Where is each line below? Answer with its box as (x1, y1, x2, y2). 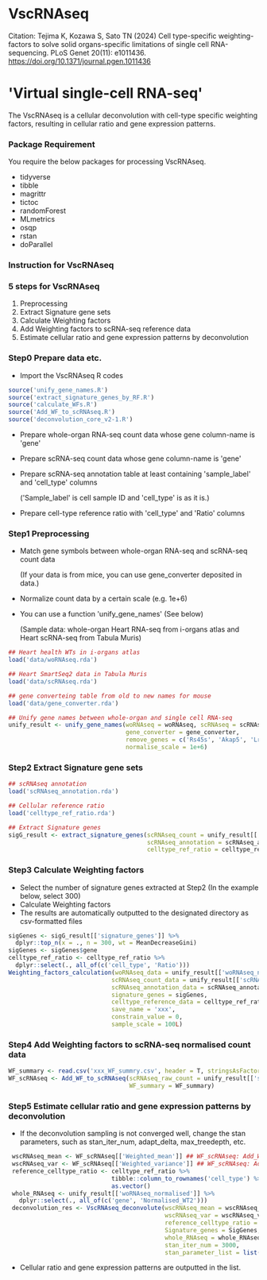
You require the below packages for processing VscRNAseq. (8, 157, 207, 167)
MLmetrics (19, 215, 56, 224)
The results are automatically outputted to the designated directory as (19, 907, 249, 918)
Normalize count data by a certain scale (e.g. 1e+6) (19, 594, 188, 604)
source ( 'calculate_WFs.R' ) (8, 400, 98, 409)
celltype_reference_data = (110, 998, 201, 1006)
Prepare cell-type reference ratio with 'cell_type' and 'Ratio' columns (19, 509, 245, 518)
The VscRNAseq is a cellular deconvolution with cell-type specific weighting (8, 110, 258, 120)
